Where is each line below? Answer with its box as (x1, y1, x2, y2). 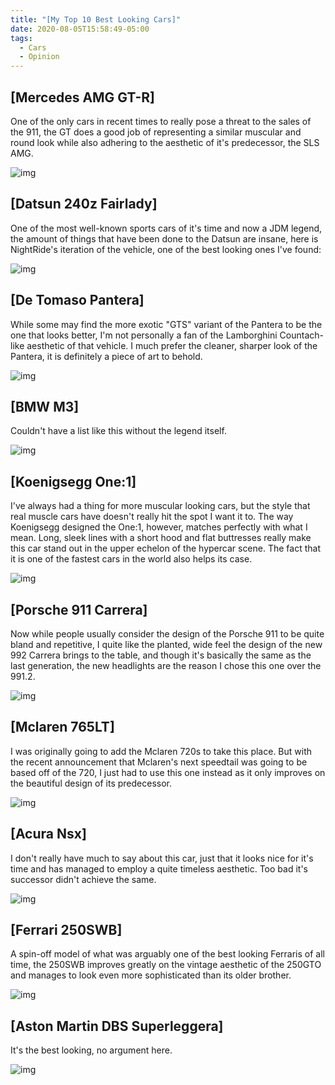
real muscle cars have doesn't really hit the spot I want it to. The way (10, 511, 294, 523)
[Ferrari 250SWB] (10, 922, 123, 939)
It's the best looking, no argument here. (10, 1044, 173, 1056)
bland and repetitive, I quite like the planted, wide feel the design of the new (10, 639, 323, 650)
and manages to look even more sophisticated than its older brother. (10, 969, 292, 981)
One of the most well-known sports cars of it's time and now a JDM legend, (10, 222, 323, 234)
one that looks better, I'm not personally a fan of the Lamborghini (10, 329, 278, 341)
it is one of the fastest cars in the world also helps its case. (10, 553, 253, 565)
